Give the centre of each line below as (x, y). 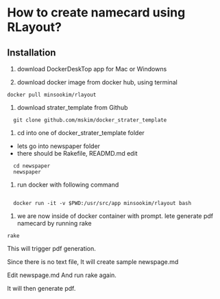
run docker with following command (68, 184)
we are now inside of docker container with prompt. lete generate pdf (115, 216)
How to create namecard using (96, 13)
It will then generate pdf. (41, 288)
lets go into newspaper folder (59, 146)
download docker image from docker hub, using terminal (97, 82)
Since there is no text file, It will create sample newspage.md (93, 262)
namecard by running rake (54, 223)
